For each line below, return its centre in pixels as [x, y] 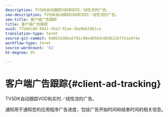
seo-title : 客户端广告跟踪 [31, 19]
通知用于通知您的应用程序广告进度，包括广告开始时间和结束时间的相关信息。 [86, 109]
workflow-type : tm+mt [28, 43]
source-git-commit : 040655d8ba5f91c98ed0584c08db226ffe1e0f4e [73, 39]
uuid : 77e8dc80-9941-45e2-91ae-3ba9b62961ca [53, 29]
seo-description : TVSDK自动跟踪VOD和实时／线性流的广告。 [62, 15]
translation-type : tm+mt [32, 34]
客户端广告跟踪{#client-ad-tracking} [83, 84]
